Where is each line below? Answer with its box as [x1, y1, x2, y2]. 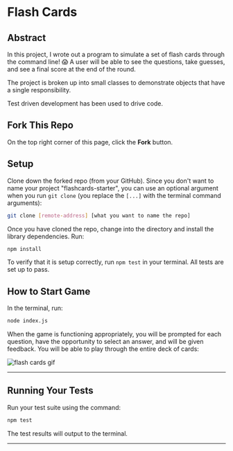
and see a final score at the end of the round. [7, 65, 137, 73]
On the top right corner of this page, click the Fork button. [7, 138, 173, 146]
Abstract [7, 32, 46, 44]
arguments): [7, 199, 42, 207]
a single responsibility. [7, 86, 71, 94]
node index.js [7, 318, 49, 325]
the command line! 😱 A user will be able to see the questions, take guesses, [7, 58, 225, 66]
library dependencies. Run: [7, 232, 85, 240]
